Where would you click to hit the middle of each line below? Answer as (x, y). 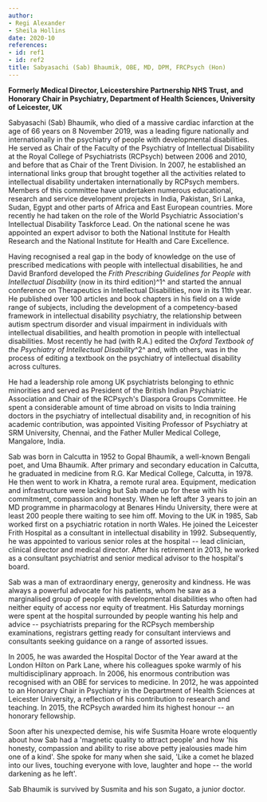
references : (28, 45)
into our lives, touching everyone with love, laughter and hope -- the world (130, 765)
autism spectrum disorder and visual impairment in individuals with (118, 324)
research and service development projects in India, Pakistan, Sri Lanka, (127, 198)
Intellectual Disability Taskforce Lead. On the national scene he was (119, 224)
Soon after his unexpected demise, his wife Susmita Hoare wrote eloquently (133, 731)
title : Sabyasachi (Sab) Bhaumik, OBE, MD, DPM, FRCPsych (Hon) (117, 68)
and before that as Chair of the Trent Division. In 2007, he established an (127, 165)
